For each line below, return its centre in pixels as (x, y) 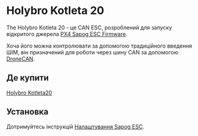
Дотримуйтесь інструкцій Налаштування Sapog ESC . (75, 126)
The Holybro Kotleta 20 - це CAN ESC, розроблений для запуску (89, 27)
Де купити (28, 78)
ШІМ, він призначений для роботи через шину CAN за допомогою (93, 52)
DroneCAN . (21, 59)
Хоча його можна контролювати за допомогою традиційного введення (99, 46)
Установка (28, 112)
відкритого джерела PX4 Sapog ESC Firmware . (67, 34)
